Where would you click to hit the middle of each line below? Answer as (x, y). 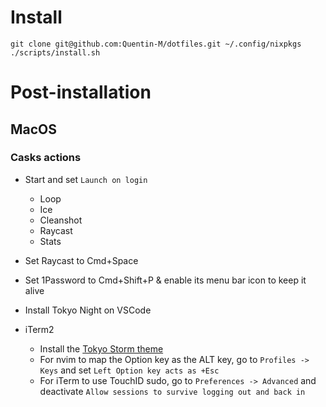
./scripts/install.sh (55, 52)
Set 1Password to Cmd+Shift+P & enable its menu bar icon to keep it (165, 280)
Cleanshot (61, 220)
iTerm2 (39, 329)
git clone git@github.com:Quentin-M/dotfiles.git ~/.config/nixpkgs (156, 44)
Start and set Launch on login (86, 179)
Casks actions (46, 158)
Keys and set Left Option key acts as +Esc (129, 370)
